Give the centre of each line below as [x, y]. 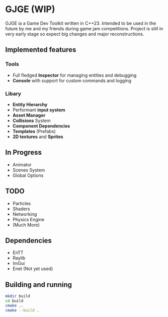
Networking [25, 214]
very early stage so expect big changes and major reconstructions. [75, 34]
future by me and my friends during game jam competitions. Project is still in [84, 28]
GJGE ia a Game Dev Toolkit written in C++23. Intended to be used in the [81, 23]
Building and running [38, 284]
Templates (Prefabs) [34, 131]
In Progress [23, 152]
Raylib [19, 258]
